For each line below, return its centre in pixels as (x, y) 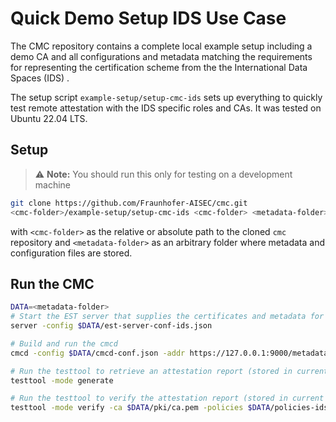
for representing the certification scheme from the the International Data (159, 67)
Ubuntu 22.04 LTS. (49, 118)
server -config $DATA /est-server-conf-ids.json (111, 326)
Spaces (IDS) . (40, 78)
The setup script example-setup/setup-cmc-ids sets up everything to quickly (166, 97)
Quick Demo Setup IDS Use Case (148, 18)
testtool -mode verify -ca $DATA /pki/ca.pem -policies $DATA (140, 408)
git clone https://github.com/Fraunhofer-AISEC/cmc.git (129, 203)
